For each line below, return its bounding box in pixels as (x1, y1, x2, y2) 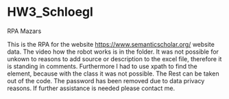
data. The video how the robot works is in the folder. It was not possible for (7, 47, 219, 56)
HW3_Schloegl (7, 4, 94, 20)
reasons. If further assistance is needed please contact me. (7, 84, 176, 92)
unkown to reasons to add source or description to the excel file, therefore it (7, 54, 222, 63)
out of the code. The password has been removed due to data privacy (7, 76, 205, 85)
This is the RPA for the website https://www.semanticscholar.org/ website (7, 40, 215, 48)
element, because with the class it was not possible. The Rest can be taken (7, 69, 219, 78)
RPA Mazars (7, 27, 42, 35)
